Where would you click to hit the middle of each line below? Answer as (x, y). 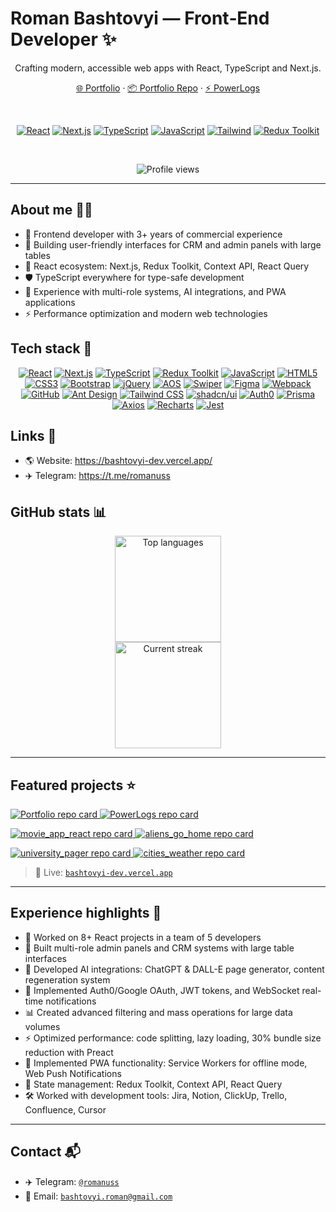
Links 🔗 (33, 435)
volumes (42, 1026)
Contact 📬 (45, 1152)
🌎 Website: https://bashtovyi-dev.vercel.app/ (118, 461)
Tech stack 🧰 (51, 348)
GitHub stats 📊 (58, 512)
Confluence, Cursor (65, 1109)
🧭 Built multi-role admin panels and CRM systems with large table (159, 948)
